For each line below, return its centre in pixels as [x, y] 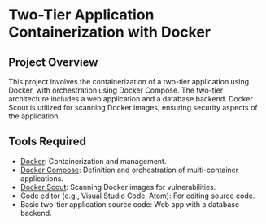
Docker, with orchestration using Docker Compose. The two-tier [116, 90]
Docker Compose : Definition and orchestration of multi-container [129, 170]
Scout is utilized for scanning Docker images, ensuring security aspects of [133, 108]
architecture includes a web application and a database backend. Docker [131, 99]
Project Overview [53, 62]
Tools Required [48, 142]
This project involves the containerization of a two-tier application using [129, 82]
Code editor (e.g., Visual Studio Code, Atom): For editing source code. [137, 196]
